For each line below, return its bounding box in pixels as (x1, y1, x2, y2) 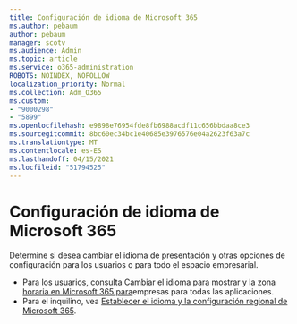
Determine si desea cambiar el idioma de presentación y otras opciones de (9, 250, 286, 260)
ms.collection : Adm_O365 (9, 88, 102, 97)
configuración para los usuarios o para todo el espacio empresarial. (9, 260, 259, 270)
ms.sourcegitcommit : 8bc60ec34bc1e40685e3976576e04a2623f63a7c (9, 130, 250, 139)
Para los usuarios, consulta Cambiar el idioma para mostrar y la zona (21, 277, 276, 287)
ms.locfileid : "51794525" (9, 163, 106, 172)
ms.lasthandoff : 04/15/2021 (9, 154, 115, 164)
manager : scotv (9, 38, 66, 47)
